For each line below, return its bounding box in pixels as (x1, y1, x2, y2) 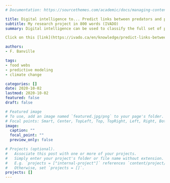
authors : (5, 44, 24, 50)
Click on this (5, 35, 35, 40)
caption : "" (10, 128, 35, 133)
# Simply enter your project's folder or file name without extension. (5, 156, 164, 161)
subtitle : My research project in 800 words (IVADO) (5, 21, 119, 26)
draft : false (5, 100, 33, 105)
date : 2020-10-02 (5, 86, 42, 91)
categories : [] (5, 81, 37, 86)
